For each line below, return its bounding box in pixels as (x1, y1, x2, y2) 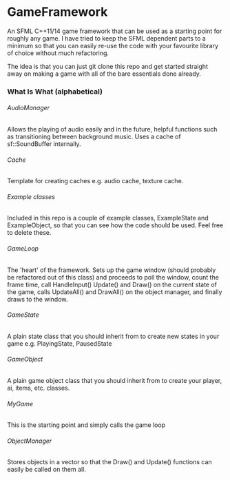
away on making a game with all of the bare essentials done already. (7, 70, 202, 78)
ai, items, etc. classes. (7, 384, 70, 393)
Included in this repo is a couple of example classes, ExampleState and (7, 214, 209, 222)
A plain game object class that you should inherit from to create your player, (7, 377, 222, 385)
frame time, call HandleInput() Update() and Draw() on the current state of (7, 280, 218, 289)
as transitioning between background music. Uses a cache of (7, 132, 181, 141)
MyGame (7, 399, 33, 408)
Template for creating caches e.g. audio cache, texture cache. (7, 177, 184, 185)
